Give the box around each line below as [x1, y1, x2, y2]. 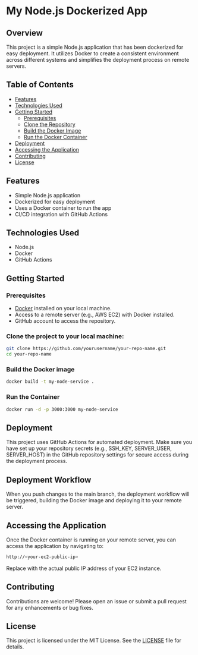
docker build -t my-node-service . [6, 379, 95, 385]
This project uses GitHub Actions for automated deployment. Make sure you [6, 439, 193, 446]
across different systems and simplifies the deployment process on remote [6, 56, 190, 63]
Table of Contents [6, 80, 74, 90]
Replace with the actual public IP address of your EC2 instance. [6, 565, 162, 572]
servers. [6, 62, 27, 70]
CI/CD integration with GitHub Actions [14, 210, 108, 218]
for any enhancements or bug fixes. [6, 604, 94, 611]
